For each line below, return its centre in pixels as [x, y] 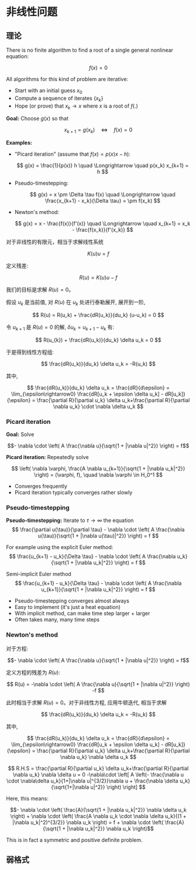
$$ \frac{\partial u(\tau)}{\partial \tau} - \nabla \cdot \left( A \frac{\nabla [98, 530]
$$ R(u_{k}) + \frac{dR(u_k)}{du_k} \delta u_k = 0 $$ [98, 340]
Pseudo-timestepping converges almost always [72, 601]
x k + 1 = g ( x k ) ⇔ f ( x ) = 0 [98, 131]
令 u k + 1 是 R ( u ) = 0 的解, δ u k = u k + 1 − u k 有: [60, 328]
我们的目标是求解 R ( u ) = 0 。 [40, 290]
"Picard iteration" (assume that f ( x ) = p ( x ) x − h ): [72, 154]
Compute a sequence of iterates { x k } [59, 99]
